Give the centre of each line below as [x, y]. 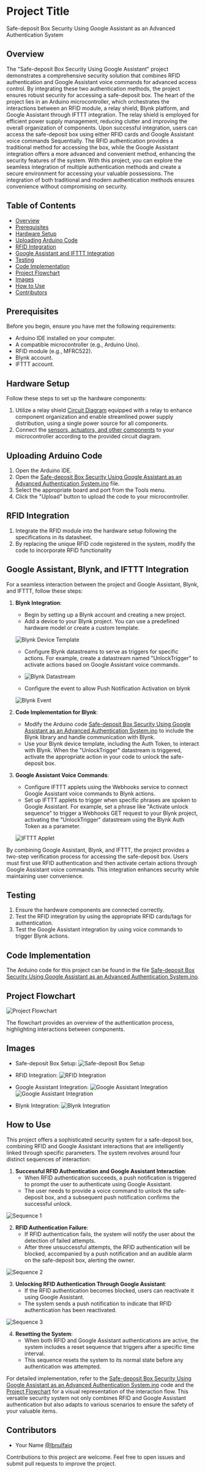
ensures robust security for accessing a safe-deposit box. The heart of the [100, 95]
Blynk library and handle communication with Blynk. [90, 737]
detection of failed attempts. [60, 1240]
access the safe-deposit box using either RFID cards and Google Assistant [100, 134]
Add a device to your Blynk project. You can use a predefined [102, 621]
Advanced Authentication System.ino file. [67, 484]
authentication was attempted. [63, 1366]
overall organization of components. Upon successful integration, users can [102, 128]
